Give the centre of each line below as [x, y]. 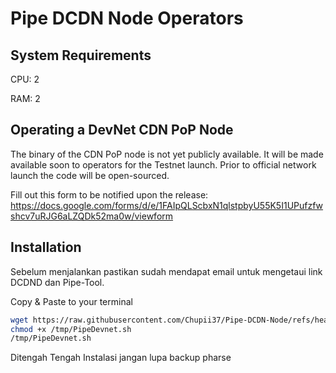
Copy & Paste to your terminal [71, 301]
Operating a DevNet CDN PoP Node [122, 130]
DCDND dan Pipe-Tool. [57, 282]
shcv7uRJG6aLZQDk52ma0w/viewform [92, 216]
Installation [46, 247]
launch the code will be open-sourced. [90, 175]
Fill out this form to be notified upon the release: [109, 194]
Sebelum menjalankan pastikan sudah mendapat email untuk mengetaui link [166, 271]
